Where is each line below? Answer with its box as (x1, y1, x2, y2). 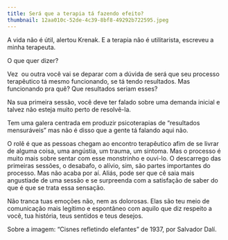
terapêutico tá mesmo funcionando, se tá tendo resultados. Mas (7, 77, 191, 85)
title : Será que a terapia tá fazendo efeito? (7, 10, 144, 17)
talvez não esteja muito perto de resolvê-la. (7, 105, 132, 113)
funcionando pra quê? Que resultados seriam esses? (7, 84, 158, 93)
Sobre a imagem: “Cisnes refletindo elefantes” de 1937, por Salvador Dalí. (7, 225, 217, 233)
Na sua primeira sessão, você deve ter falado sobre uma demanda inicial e (7, 98, 220, 106)
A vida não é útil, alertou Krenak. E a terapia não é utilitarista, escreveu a (7, 35, 214, 44)
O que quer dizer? (7, 56, 59, 64)
